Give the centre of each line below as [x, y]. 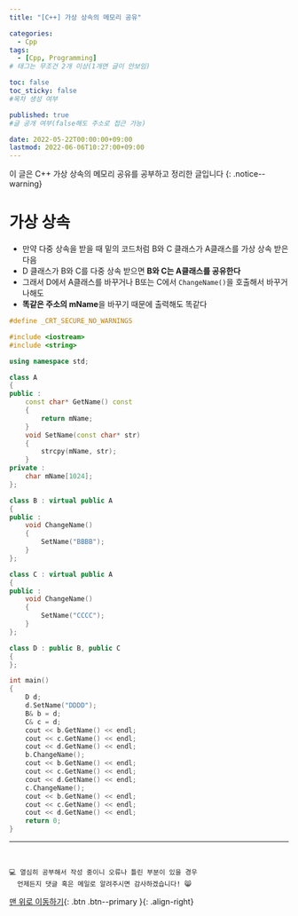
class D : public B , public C [65, 648]
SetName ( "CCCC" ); [73, 616]
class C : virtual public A [61, 574]
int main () [29, 681]
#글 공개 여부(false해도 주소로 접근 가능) [78, 123]
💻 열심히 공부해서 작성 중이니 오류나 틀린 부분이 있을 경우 [103, 873]
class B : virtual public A [61, 501]
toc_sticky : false [43, 91]
